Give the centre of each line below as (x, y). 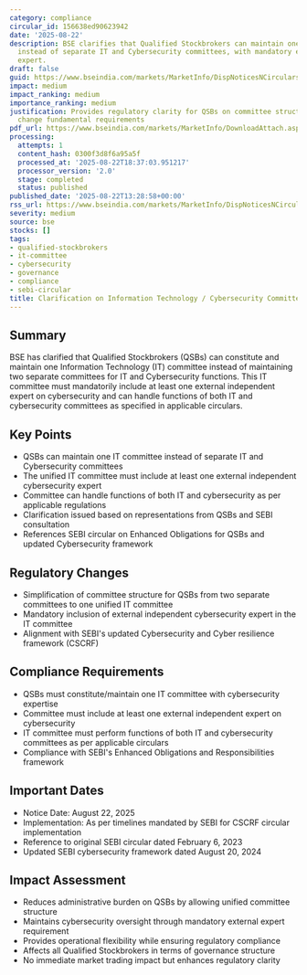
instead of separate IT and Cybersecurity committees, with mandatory (155, 52)
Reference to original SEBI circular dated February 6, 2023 (132, 842)
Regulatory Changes (69, 572)
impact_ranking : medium (55, 94)
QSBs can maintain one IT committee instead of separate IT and (143, 457)
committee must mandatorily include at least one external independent (143, 387)
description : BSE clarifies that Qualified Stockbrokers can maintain (147, 43)
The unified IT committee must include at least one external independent (159, 476)
